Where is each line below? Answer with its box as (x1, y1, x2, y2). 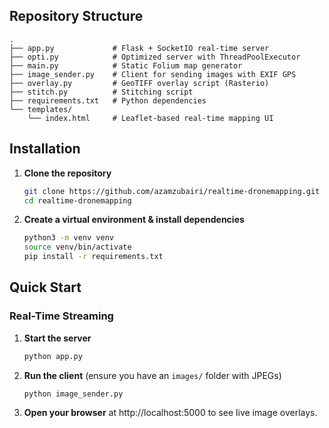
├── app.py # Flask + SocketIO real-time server (9, 43, 270, 53)
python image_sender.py (23, 389, 124, 399)
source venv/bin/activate (23, 242, 132, 253)
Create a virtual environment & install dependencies (23, 214, 245, 226)
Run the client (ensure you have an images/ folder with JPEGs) (23, 369, 282, 381)
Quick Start (9, 279, 82, 296)
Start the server (23, 332, 92, 344)
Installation (9, 140, 81, 158)
